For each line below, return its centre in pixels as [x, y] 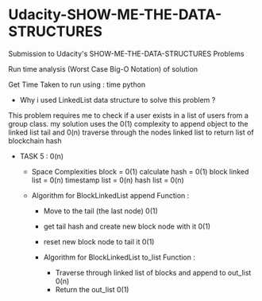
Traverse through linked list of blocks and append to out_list [153, 272]
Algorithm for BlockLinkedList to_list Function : [119, 257]
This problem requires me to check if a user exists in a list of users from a [128, 115]
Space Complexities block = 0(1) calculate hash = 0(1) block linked [140, 171]
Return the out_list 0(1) [92, 289]
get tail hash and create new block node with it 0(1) [127, 226]
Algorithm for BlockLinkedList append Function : [110, 195]
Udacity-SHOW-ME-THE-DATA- [115, 15]
